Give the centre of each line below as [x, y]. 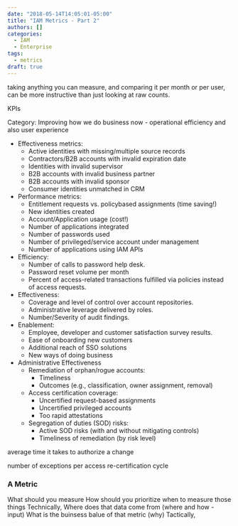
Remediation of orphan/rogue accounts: [87, 370]
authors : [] [25, 27]
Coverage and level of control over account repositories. [111, 302]
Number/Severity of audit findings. [79, 317]
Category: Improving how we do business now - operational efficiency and [117, 122]
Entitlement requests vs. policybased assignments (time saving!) [123, 204]
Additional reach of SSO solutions [77, 347]
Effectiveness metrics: [50, 144]
